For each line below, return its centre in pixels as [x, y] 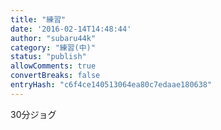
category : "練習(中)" [53, 47]
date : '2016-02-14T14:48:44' [71, 29]
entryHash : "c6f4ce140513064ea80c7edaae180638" [111, 85]
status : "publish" [48, 57]
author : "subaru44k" [53, 38]
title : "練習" [38, 19]
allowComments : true [53, 66]
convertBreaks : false [55, 76]
